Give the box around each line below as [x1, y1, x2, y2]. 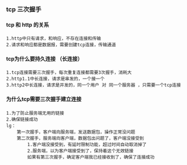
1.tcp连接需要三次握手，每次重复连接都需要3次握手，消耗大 [6, 70, 132, 76]
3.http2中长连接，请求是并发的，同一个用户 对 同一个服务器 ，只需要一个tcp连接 [6, 82, 181, 88]
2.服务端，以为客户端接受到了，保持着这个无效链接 [27, 148, 134, 154]
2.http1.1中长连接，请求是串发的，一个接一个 [6, 76, 105, 82]
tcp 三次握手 [6, 5, 42, 13]
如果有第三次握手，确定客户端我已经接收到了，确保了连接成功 [27, 154, 155, 160]
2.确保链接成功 [6, 117, 38, 122]
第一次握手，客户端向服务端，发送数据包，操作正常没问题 [17, 129, 136, 135]
